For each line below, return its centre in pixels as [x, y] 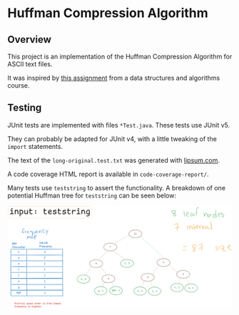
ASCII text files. [30, 64]
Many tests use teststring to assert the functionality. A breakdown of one [117, 187]
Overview [30, 40]
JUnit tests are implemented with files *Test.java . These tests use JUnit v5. [119, 125]
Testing [25, 108]
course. [19, 86]
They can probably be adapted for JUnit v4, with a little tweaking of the [112, 139]
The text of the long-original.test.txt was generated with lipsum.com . [113, 160]
